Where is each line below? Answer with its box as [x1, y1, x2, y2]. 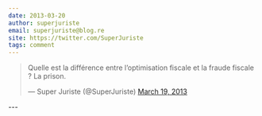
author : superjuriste [8, 19, 80, 27]
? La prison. [27, 72, 67, 81]
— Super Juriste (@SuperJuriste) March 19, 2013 [27, 87, 188, 96]
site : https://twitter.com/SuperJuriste [8, 33, 144, 42]
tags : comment [8, 41, 56, 49]
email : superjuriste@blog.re [8, 26, 105, 34]
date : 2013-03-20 [8, 11, 66, 20]
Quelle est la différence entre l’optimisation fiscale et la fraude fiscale [27, 63, 255, 72]
